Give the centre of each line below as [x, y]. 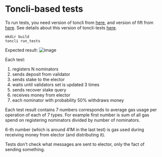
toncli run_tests [23, 41]
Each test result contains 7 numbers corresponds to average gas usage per [81, 110]
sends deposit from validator [41, 74]
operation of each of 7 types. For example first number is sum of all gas [77, 115]
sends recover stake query [39, 90]
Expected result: [22, 50]
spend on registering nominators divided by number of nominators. [73, 120]
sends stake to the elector [38, 79]
